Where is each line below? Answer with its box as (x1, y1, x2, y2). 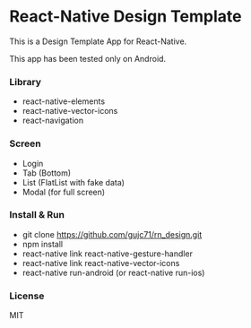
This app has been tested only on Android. (9, 53, 167, 64)
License (9, 289, 45, 302)
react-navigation (22, 115, 84, 126)
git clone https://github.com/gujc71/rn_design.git (22, 229, 203, 239)
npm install (22, 238, 64, 249)
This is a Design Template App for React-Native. (9, 36, 187, 47)
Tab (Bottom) (22, 168, 72, 178)
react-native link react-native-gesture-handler (22, 248, 193, 259)
